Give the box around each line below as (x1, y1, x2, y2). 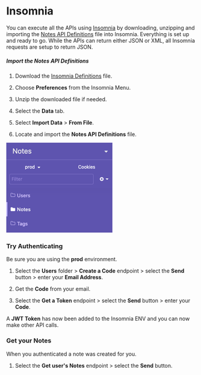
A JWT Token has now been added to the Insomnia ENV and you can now (6, 315, 190, 323)
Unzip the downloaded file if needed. (14, 95, 107, 103)
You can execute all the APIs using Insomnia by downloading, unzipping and (6, 24, 195, 31)
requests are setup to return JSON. (6, 43, 93, 51)
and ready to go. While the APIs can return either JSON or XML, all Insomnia (6, 37, 196, 44)
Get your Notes (6, 336, 52, 345)
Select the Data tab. (14, 107, 65, 114)
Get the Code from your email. (14, 285, 91, 293)
